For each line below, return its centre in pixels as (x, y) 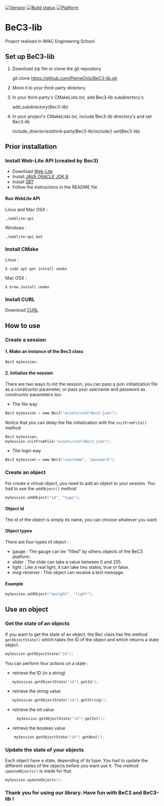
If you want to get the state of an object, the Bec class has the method (76, 634)
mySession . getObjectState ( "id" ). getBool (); (59, 737)
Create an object (25, 473)
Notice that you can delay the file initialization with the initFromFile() (76, 422)
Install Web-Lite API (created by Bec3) (52, 161)
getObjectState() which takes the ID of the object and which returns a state (82, 639)
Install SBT (23, 182)
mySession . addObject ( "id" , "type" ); (43, 497)
